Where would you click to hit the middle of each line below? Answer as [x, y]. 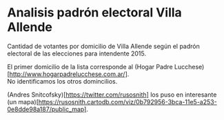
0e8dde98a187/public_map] [47, 109]
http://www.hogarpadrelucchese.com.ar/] [68, 74]
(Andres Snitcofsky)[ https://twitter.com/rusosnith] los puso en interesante [112, 95]
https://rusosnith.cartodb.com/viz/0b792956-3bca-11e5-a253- [128, 101]
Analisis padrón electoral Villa [95, 13]
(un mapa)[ [23, 101]
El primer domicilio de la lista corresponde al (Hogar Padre [90, 67]
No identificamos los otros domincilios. [62, 81]
